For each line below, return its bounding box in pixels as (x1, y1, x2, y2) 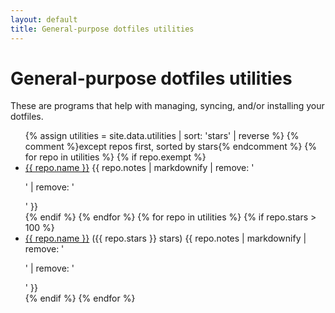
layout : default (10, 14, 78, 25)
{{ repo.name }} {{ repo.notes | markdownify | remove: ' (24, 162, 255, 174)
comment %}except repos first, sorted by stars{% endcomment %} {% (24, 141, 318, 153)
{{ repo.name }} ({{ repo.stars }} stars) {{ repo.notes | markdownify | (24, 232, 307, 245)
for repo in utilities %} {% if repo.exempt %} (24, 151, 207, 163)
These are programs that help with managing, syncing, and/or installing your (10, 100, 325, 112)
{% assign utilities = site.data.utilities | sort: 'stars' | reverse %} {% (24, 130, 300, 142)
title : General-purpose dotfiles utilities (10, 24, 195, 34)
